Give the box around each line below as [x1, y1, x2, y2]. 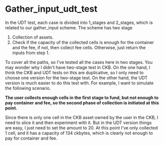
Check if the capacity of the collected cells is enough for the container [12, 39, 154, 45]
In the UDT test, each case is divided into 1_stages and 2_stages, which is [5, 20, 153, 25]
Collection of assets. [12, 34, 54, 40]
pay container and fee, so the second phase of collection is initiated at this [5, 100, 159, 105]
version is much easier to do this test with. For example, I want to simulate [5, 80, 154, 86]
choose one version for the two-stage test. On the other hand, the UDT [5, 75, 148, 81]
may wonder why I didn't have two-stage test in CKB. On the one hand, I [5, 64, 150, 70]
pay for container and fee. [5, 135, 58, 141]
